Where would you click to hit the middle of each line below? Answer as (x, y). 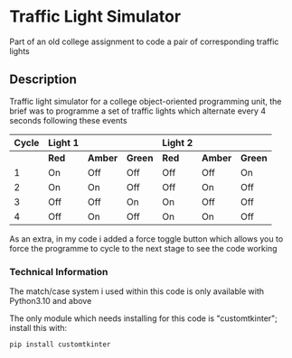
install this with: (38, 328)
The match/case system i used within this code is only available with (137, 291)
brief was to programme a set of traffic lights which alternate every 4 (138, 111)
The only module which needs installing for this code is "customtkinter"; (144, 318)
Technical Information (59, 271)
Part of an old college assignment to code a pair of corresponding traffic (144, 41)
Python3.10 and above (51, 301)
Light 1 (64, 142)
